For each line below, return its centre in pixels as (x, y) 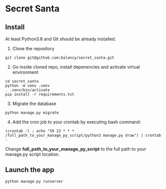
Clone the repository (33, 48)
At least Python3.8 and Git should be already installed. (61, 39)
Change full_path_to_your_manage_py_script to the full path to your (76, 149)
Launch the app (30, 170)
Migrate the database (34, 103)
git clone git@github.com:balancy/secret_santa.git (60, 58)
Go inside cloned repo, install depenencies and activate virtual (76, 67)
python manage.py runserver (34, 181)
